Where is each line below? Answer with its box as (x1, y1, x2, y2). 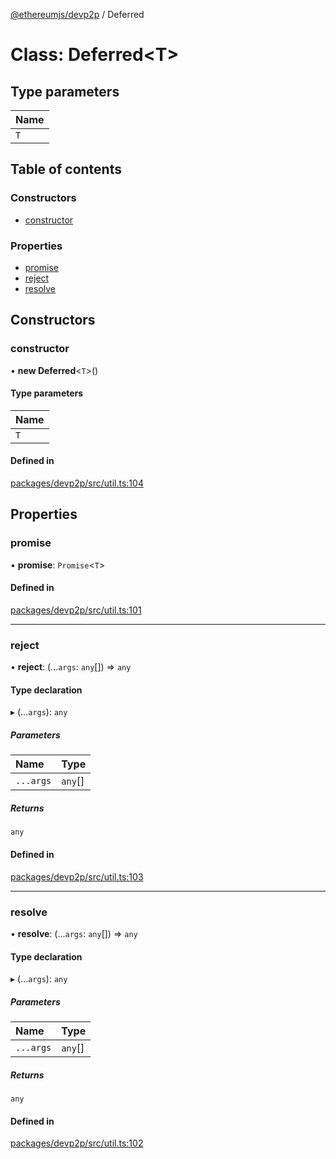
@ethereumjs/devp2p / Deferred (10, 9, 145, 20)
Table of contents (10, 161, 122, 178)
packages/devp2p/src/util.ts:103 (10, 870, 144, 883)
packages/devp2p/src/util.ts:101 (10, 604, 142, 616)
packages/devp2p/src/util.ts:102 (10, 1137, 144, 1149)
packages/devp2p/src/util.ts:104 (10, 477, 144, 489)
